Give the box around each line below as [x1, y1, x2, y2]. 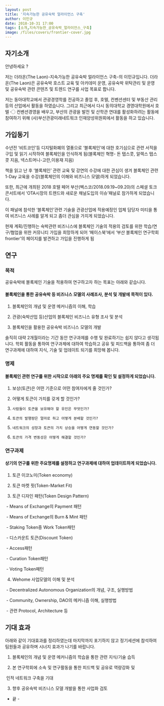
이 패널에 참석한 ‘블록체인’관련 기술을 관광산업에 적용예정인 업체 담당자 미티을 [5, 207, 153, 213]
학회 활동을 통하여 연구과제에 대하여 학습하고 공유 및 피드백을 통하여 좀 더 [15, 341, 155, 347]
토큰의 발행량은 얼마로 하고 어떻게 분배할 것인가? [12, 416, 98, 421]
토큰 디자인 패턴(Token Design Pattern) [12, 493, 89, 499]
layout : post [5, 7, 32, 12]
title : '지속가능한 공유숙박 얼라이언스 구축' [5, 12, 85, 17]
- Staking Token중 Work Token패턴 [6, 524, 76, 530]
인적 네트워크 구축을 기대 [6, 675, 54, 680]
